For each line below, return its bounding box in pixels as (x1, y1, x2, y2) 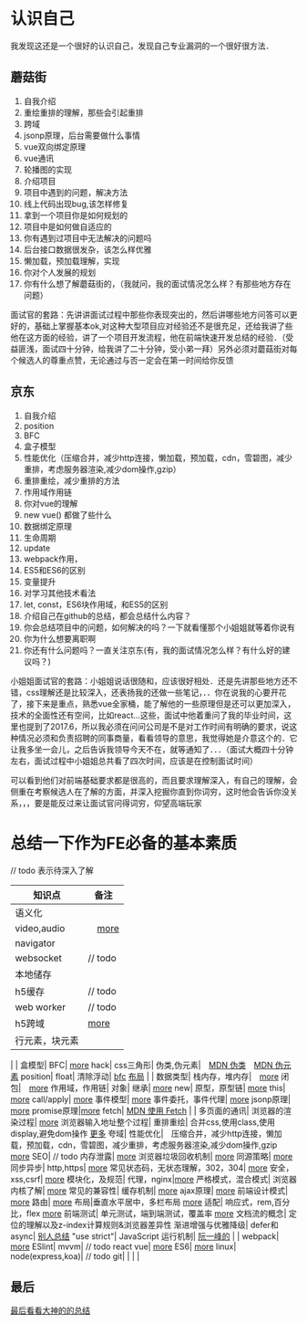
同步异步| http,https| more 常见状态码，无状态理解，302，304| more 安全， (10, 1161, 294, 1173)
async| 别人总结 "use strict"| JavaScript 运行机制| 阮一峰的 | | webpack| (10, 1230, 280, 1242)
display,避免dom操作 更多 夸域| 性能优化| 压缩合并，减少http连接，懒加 (10, 1128, 282, 1139)
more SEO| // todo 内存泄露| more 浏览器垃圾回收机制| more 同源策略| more (10, 1151, 293, 1161)
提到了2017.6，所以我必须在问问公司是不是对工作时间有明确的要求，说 (26, 720, 290, 731)
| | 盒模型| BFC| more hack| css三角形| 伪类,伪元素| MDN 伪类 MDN (10, 1059, 273, 1070)
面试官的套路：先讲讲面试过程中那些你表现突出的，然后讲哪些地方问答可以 (10, 309, 290, 320)
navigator (15, 937, 56, 950)
